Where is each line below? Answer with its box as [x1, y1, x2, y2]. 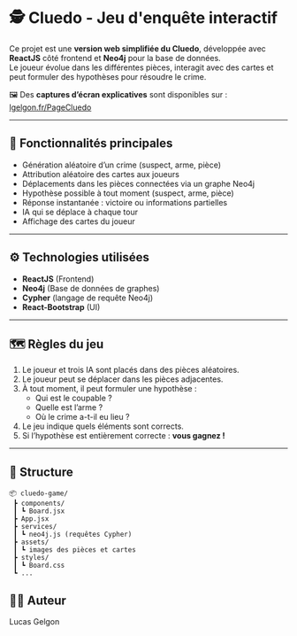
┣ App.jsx [12, 515, 49, 524]
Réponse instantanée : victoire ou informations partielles [21, 197, 228, 207]
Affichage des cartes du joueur [21, 215, 135, 227]
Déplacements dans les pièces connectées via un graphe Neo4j [21, 178, 255, 189]
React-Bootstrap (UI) [21, 301, 101, 312]
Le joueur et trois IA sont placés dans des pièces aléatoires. [21, 365, 240, 376]
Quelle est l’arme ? [34, 402, 103, 413]
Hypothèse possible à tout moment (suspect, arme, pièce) [21, 188, 234, 198]
